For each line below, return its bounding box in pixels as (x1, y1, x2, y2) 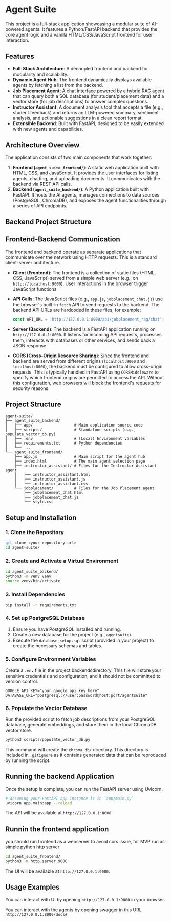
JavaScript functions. (12, 286, 58, 292)
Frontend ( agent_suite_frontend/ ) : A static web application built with (12, 164, 159, 170)
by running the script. (5, 757, 51, 764)
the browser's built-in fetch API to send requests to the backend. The (12, 301, 160, 307)
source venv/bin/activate (5, 578, 60, 583)
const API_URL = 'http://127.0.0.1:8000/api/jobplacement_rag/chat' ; (12, 316, 165, 322)
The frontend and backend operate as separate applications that (5, 249, 142, 255)
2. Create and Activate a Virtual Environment (5, 557, 119, 564)
